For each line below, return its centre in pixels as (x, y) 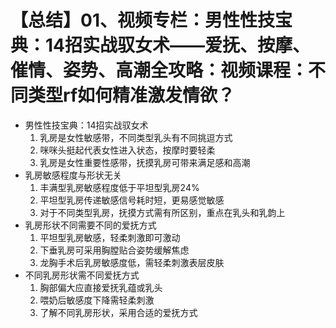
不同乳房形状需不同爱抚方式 (82, 275)
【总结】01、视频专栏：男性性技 (142, 20)
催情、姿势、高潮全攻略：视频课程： (159, 70)
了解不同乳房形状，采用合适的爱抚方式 (118, 312)
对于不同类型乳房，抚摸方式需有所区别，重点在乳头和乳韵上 (162, 212)
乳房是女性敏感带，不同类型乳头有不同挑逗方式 (136, 137)
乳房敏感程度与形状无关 (73, 175)
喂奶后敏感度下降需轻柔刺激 (97, 300)
